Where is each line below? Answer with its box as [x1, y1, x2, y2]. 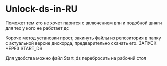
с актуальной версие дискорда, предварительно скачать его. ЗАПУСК [5, 40, 157, 46]
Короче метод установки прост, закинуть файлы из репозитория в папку [5, 35, 161, 41]
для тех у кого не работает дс [5, 25, 69, 31]
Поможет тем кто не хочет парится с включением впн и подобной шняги [5, 20, 162, 26]
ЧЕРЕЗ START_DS [5, 45, 43, 51]
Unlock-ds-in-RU [5, 3, 78, 15]
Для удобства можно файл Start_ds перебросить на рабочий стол [5, 55, 147, 61]
